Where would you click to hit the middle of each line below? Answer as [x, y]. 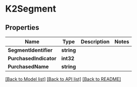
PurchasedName [28, 67]
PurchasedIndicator [32, 58]
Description [95, 42]
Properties [22, 28]
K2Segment [31, 9]
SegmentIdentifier [30, 50]
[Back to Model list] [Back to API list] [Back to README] [63, 79]
